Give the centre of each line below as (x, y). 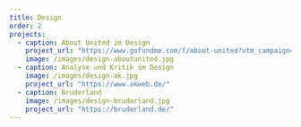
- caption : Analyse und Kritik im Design (96, 68)
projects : (28, 34)
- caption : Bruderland (60, 92)
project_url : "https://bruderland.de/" (100, 109)
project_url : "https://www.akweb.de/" (98, 84)
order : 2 (26, 26)
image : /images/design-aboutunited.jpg (100, 59)
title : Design (36, 17)
